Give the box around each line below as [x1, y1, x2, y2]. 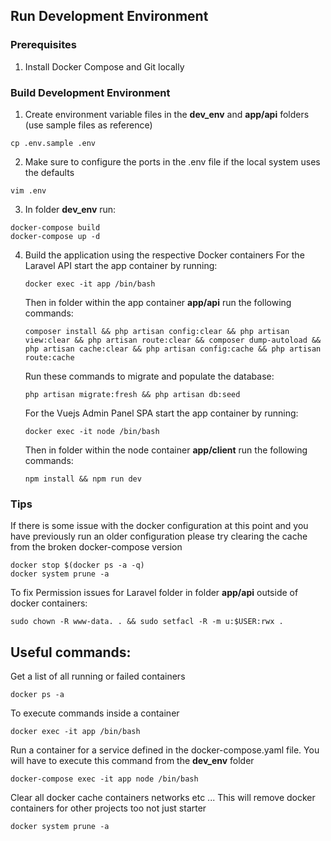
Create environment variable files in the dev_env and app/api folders [24, 108, 310, 120]
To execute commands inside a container [10, 707, 180, 719]
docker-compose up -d [10, 231, 101, 241]
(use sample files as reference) [24, 119, 153, 131]
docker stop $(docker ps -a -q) [10, 560, 145, 571]
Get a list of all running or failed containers [10, 670, 186, 683]
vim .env [10, 185, 47, 196]
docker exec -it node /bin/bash [24, 426, 160, 436]
